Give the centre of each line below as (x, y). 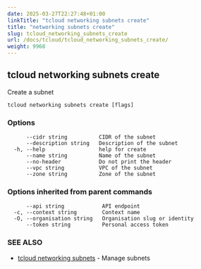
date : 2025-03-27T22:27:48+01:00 (56, 14)
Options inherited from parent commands (80, 192)
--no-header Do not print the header (99, 162)
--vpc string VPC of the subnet (89, 168)
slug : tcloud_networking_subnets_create (68, 33)
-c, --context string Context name (77, 213)
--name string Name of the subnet (91, 156)
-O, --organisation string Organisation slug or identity (104, 219)
